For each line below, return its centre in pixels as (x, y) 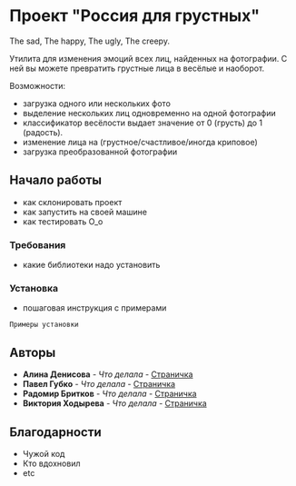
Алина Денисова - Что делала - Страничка (108, 374)
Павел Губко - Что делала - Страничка (99, 384)
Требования (38, 244)
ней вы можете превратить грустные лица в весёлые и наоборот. (137, 68)
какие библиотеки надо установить (91, 265)
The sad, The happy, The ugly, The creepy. (90, 41)
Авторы (33, 352)
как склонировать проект (72, 202)
